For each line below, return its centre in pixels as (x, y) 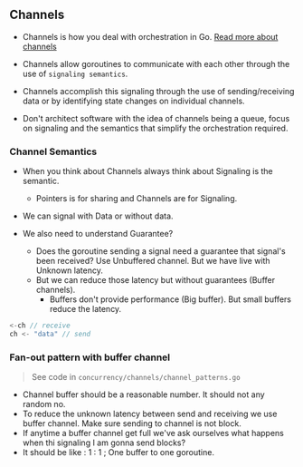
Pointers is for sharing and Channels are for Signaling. (137, 199)
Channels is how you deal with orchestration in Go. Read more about (150, 36)
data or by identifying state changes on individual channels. (134, 101)
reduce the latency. (85, 309)
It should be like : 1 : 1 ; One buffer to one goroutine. (118, 452)
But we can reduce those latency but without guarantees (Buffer (156, 280)
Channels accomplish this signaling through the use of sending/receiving (158, 91)
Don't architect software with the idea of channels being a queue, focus (156, 118)
